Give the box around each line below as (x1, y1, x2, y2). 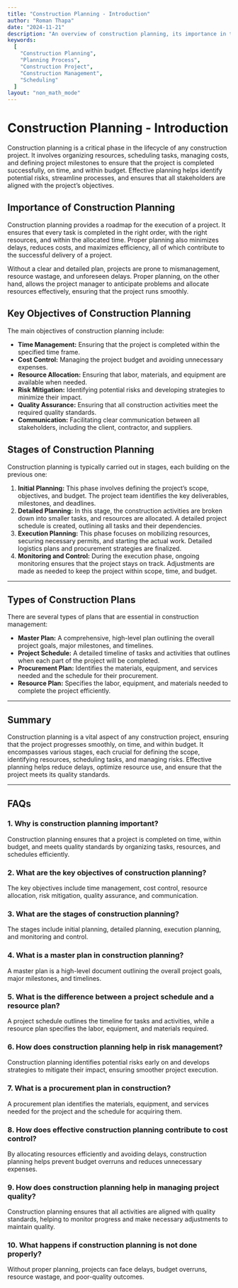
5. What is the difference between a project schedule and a (7, 992, 215, 1001)
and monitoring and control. (7, 933, 89, 941)
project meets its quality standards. (7, 770, 110, 779)
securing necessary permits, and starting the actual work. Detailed (17, 536, 212, 545)
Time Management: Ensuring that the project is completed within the (17, 340, 220, 348)
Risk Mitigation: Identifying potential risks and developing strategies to (17, 385, 225, 394)
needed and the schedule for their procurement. (17, 672, 159, 680)
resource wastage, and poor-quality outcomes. (7, 1272, 145, 1281)
